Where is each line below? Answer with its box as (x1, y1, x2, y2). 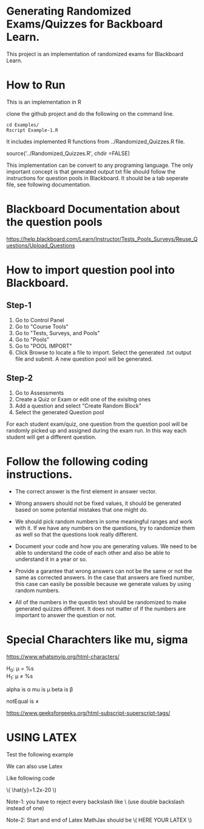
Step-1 (6, 300, 32, 311)
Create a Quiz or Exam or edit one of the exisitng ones (15, 395, 151, 403)
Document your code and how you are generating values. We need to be (15, 542, 197, 549)
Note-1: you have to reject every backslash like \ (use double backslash (6, 798, 185, 805)
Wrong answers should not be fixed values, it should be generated (15, 499, 182, 507)
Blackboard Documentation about (6, 202, 180, 216)
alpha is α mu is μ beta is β (6, 686, 73, 693)
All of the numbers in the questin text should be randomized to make (15, 598, 187, 605)
